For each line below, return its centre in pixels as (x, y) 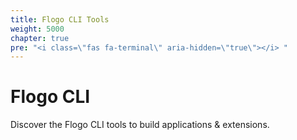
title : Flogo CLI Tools (60, 19)
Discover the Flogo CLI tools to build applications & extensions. (140, 125)
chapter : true (40, 38)
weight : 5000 (37, 29)
